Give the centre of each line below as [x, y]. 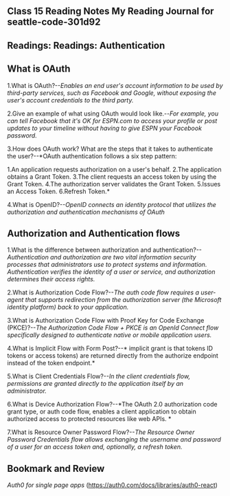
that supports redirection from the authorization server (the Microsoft [123, 300]
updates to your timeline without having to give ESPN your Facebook [105, 128]
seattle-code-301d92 [54, 22]
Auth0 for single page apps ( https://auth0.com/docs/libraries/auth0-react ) [113, 485]
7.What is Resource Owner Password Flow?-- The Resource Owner [101, 432]
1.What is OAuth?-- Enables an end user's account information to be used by [115, 85]
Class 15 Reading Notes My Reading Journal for [111, 11]
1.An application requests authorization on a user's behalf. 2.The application [114, 169]
